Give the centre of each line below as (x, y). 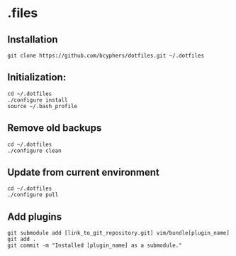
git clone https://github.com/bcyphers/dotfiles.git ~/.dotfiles (106, 55)
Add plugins (35, 217)
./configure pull (33, 195)
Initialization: (37, 77)
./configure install (38, 100)
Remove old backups (55, 128)
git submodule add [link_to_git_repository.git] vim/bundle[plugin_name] (119, 233)
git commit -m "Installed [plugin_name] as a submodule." (95, 246)
